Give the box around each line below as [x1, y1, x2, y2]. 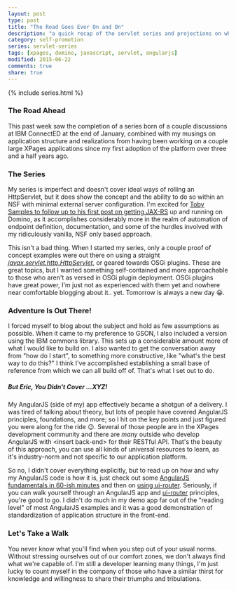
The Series [8, 169, 46, 179]
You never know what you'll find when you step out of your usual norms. [8, 544, 217, 553]
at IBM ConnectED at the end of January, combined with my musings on [8, 129, 216, 138]
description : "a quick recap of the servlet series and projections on [8, 29, 221, 37]
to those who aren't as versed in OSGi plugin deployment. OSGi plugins [8, 273, 214, 282]
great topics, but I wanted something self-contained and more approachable [8, 266, 228, 275]
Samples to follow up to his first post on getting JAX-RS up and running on [8, 208, 223, 216]
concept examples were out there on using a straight [8, 251, 160, 260]
